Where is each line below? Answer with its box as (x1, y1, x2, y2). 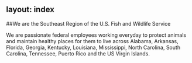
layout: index (6, 5, 54, 15)
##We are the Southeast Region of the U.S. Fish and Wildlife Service (6, 20, 171, 27)
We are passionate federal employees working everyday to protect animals (6, 32, 186, 38)
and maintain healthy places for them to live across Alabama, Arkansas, (6, 37, 179, 44)
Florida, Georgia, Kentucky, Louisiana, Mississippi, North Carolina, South (6, 44, 180, 51)
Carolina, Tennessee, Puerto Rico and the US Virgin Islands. (6, 50, 150, 57)
